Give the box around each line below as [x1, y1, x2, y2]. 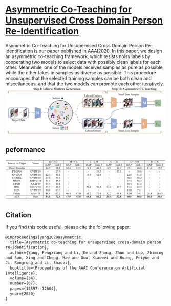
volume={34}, [10, 276, 38, 281]
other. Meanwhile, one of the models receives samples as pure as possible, [5, 64, 164, 70]
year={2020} [10, 291, 36, 296]
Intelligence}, [5, 271, 38, 276]
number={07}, [10, 281, 38, 286]
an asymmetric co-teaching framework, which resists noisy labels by [5, 53, 151, 60]
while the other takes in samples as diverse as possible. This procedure [5, 69, 156, 75]
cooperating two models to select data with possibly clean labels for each [5, 59, 161, 65]
